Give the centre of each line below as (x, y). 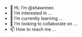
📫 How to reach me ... (33, 29)
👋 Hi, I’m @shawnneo (32, 8)
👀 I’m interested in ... (31, 13)
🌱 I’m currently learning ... (36, 18)
